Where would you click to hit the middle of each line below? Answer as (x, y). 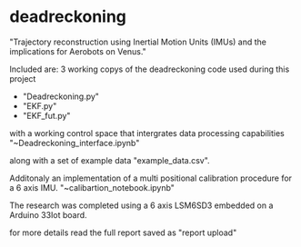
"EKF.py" (40, 105)
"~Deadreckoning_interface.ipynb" (75, 143)
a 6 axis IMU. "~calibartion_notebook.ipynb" (92, 187)
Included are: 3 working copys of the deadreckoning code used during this (150, 69)
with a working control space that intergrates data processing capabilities (147, 133)
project (23, 78)
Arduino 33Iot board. (49, 214)
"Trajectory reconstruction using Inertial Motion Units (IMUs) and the (138, 42)
